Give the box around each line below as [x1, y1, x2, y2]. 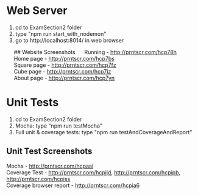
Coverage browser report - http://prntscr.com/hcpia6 [6, 182, 140, 189]
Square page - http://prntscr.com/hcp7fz [13, 61, 117, 69]
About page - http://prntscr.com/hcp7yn [13, 74, 115, 81]
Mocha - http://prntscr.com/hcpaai [6, 162, 94, 169]
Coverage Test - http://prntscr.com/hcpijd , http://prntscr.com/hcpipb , [6, 168, 181, 176]
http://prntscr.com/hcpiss [6, 175, 71, 182]
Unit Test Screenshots [6, 146, 93, 157]
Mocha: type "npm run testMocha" [15, 122, 102, 129]
